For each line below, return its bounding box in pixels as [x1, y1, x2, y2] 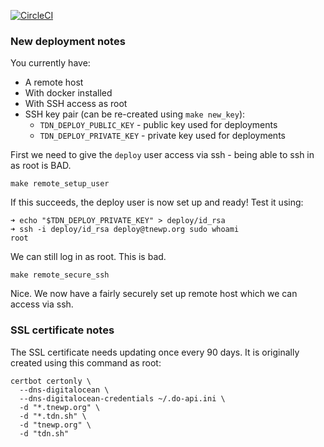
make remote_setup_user [10, 179, 110, 189]
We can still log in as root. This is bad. [10, 251, 167, 263]
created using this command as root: [10, 356, 162, 369]
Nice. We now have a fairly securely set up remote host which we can [10, 288, 298, 300]
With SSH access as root [24, 98, 128, 110]
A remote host [24, 76, 84, 89]
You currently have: [10, 57, 91, 69]
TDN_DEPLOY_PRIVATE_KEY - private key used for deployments [39, 130, 286, 142]
